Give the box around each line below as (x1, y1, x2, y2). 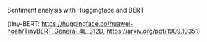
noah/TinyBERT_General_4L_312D (7, 27, 103, 35)
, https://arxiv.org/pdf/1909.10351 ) (103, 27, 201, 35)
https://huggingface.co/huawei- (41, 20, 134, 27)
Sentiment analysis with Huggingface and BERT (7, 6, 145, 14)
